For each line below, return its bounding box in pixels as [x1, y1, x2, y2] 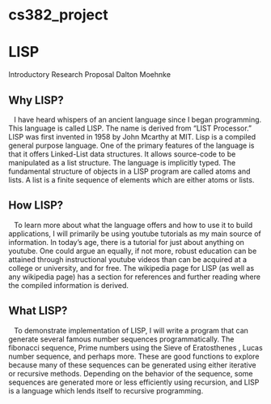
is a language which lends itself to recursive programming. [8, 385, 204, 395]
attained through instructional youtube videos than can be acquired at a [8, 254, 248, 264]
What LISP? [8, 304, 68, 318]
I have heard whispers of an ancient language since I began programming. [14, 114, 262, 124]
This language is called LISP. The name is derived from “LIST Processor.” [8, 123, 252, 133]
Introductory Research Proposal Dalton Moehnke [8, 70, 171, 80]
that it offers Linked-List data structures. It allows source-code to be [8, 148, 236, 159]
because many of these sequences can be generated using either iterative [8, 359, 256, 370]
